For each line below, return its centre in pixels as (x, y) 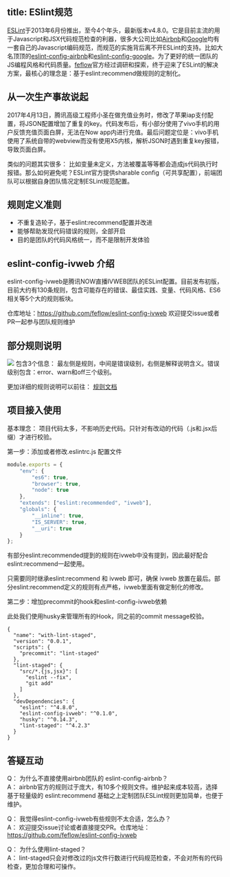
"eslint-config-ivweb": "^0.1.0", (69, 714)
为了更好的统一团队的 (188, 56)
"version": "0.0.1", (43, 642)
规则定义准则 (34, 205)
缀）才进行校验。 (31, 437)
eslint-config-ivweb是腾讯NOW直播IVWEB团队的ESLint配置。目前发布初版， (115, 281)
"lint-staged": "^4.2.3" (55, 726)
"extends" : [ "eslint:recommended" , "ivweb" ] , (86, 503)
